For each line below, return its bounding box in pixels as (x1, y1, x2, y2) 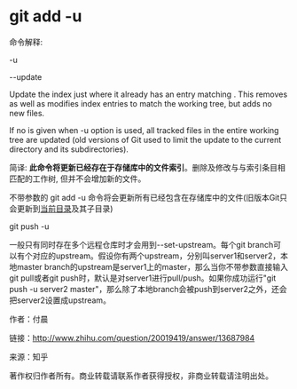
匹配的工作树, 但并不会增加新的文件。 (9, 173, 146, 184)
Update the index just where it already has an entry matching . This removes (9, 89, 288, 99)
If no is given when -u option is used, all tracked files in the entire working (9, 124, 279, 135)
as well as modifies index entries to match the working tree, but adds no (9, 98, 272, 108)
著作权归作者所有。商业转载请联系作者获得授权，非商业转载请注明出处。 (9, 370, 273, 381)
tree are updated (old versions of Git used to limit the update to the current (9, 134, 282, 145)
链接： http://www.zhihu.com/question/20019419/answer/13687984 (9, 332, 255, 343)
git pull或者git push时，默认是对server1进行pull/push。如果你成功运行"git (9, 273, 277, 283)
